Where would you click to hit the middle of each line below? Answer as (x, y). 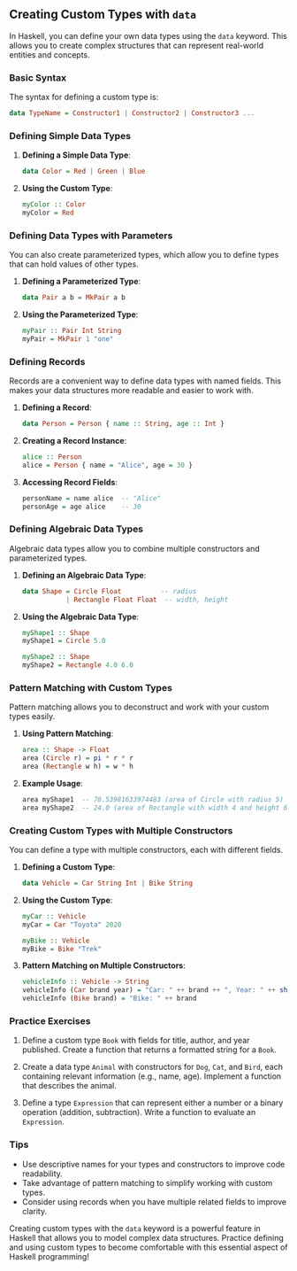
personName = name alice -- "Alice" (91, 498)
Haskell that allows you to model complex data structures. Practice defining (147, 1237)
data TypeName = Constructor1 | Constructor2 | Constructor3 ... (132, 113)
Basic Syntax (38, 77)
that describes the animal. (69, 1086)
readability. (42, 1174)
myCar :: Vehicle (54, 916)
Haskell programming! (49, 1256)
